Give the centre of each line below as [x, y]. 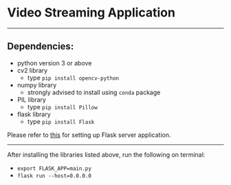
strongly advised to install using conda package [94, 92]
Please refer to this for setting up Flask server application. [89, 135]
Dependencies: [41, 46]
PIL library [32, 99]
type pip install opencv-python [73, 78]
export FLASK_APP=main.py [54, 168]
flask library [34, 114]
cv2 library [32, 70]
